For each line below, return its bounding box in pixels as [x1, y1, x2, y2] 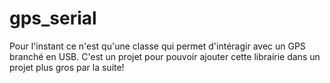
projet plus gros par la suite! [9, 61, 125, 73]
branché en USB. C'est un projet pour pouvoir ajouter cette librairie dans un [9, 50, 321, 62]
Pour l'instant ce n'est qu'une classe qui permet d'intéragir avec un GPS [9, 40, 306, 52]
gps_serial [9, 7, 97, 30]
